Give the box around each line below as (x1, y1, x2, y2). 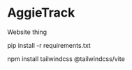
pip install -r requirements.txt (7, 41, 91, 49)
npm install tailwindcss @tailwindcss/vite (7, 54, 126, 63)
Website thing (7, 28, 47, 36)
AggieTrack (7, 5, 75, 21)
